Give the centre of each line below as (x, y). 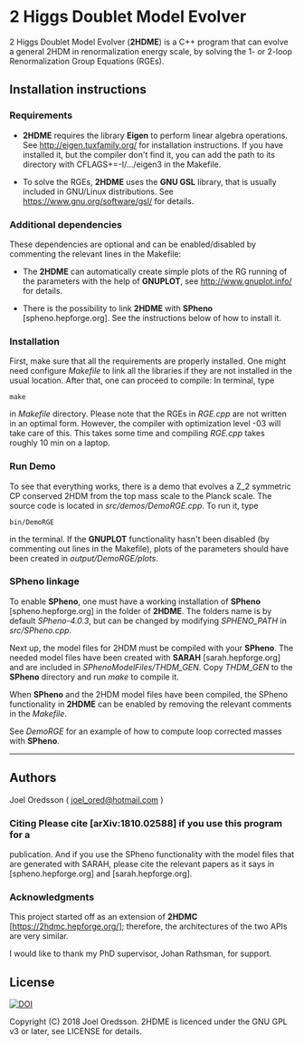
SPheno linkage (44, 581)
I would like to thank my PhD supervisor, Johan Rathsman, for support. (141, 953)
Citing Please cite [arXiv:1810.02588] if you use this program (146, 823)
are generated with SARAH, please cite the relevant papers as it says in (142, 864)
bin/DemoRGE (32, 522)
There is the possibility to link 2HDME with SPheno (118, 308)
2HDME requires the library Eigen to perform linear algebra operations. (155, 135)
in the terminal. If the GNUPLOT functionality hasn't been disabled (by (139, 539)
